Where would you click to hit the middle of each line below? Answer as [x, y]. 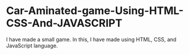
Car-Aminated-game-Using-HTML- [95, 11]
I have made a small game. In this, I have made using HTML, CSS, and [91, 39]
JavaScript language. [32, 46]
